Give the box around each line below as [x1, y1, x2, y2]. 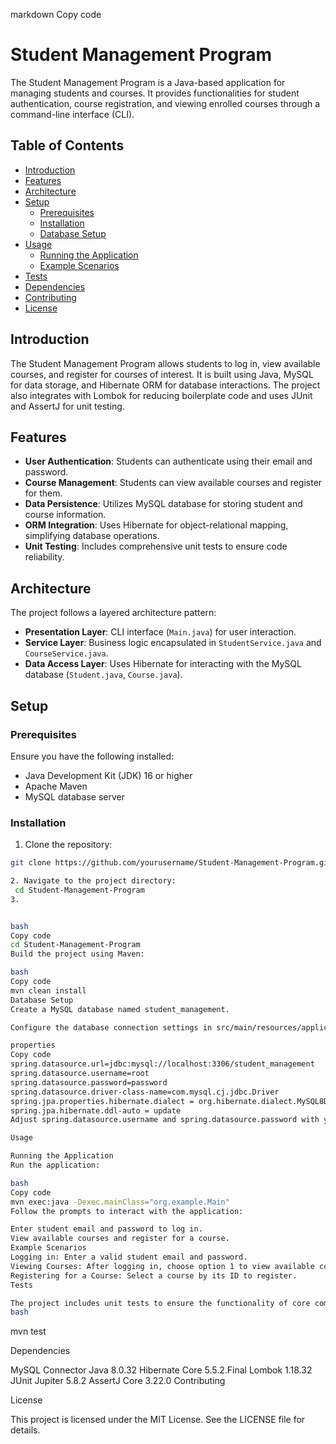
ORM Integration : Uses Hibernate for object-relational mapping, [24, 519, 289, 531]
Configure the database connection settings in [10, 1022, 213, 1033]
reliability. [24, 551, 65, 563]
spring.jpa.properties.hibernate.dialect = [10, 1096, 195, 1106]
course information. [24, 509, 107, 521]
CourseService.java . [24, 647, 109, 659]
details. [10, 1424, 41, 1436]
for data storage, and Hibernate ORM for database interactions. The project [10, 379, 321, 391]
